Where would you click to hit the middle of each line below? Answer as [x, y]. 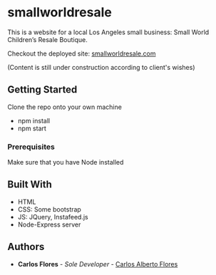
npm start [32, 128]
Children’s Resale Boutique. [47, 39]
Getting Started [42, 90]
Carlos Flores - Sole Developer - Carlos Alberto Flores [98, 264]
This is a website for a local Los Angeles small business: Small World [108, 32]
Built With [30, 185]
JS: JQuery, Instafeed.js [53, 217]
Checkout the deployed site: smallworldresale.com [82, 53]
